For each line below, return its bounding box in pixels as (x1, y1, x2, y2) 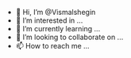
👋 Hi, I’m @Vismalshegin (15, 8, 96, 16)
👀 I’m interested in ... (15, 16, 83, 25)
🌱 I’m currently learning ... (15, 24, 101, 33)
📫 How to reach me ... (15, 42, 90, 50)
